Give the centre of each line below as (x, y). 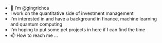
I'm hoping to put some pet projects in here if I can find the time (78, 30)
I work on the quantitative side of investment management (72, 13)
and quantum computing (36, 24)
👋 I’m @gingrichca (30, 8)
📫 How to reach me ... (34, 35)
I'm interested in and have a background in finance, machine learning (84, 19)
